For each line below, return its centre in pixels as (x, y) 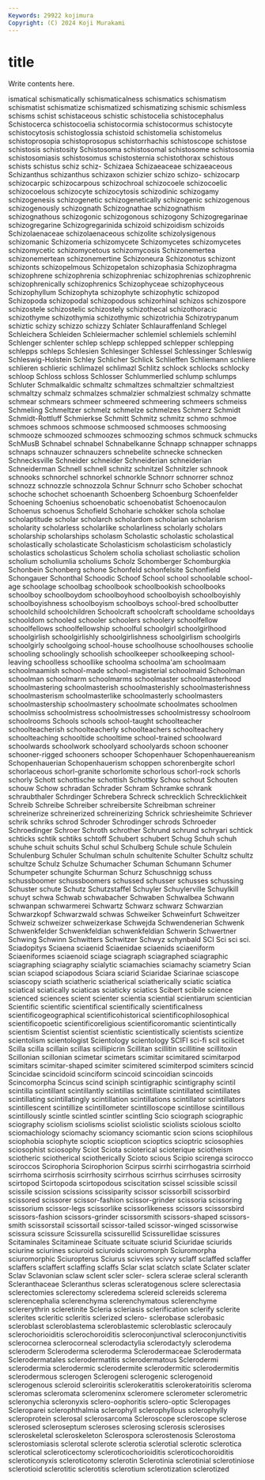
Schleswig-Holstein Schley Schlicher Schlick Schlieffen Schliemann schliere (132, 360)
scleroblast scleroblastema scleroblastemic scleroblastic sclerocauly (120, 1327)
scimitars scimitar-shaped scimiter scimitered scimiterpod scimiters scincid (131, 1066)
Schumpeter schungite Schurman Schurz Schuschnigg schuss (110, 872)
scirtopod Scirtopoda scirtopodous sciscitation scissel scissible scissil (123, 1183)
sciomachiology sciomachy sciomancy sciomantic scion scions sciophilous (131, 1133)
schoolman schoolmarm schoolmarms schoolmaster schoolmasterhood (125, 679)
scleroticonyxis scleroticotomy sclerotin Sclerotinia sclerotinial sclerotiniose (131, 1461)
